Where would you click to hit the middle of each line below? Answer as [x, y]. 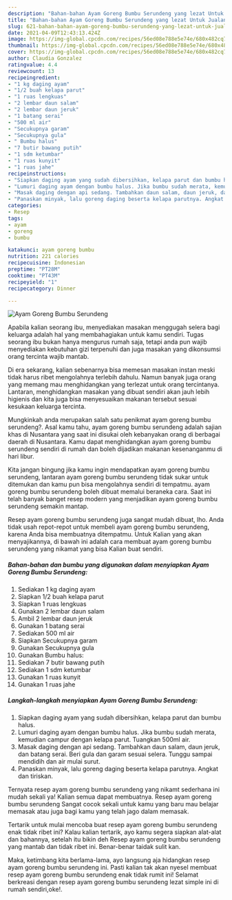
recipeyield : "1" [33, 282]
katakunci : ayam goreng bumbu [51, 250]
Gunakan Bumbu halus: [51, 656]
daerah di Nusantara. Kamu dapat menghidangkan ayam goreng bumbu [109, 442]
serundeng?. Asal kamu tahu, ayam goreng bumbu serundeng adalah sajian [115, 427]
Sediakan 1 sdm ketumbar [54, 670]
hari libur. [21, 457]
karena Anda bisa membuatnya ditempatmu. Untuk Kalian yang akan [105, 534]
